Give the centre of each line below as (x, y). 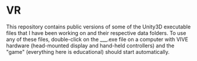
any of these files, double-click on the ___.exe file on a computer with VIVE (97, 39)
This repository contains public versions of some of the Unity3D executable (99, 27)
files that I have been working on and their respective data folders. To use (96, 33)
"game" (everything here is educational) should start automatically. (88, 52)
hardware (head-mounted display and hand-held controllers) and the (90, 46)
